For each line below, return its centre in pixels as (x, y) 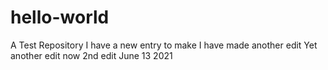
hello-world (60, 17)
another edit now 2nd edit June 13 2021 (91, 55)
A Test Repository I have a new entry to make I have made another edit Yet (164, 45)
